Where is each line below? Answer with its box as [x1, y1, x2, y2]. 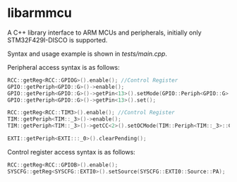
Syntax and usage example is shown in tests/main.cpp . [7, 49, 168, 58]
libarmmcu [7, 5, 72, 21]
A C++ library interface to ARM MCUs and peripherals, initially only [7, 28, 202, 37]
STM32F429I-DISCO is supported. [7, 35, 108, 44]
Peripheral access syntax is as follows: [7, 63, 120, 71]
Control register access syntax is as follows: [7, 147, 135, 156]
